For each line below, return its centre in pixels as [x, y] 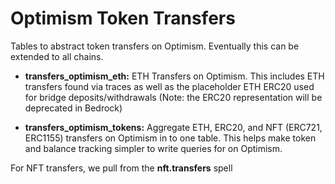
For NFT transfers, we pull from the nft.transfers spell [121, 168]
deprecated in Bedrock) [73, 108]
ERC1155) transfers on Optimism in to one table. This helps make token [170, 138]
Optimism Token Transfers [123, 18]
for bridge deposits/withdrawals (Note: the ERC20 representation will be [173, 97]
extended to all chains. [57, 56]
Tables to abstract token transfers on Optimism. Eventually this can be [155, 46]
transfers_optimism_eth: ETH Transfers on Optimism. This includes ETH [174, 76]
